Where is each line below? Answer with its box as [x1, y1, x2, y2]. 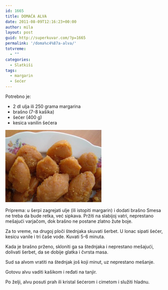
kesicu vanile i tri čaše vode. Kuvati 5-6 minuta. [5, 234, 106, 240]
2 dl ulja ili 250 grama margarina [12, 103, 81, 109]
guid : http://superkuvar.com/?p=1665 [5, 35, 86, 41]
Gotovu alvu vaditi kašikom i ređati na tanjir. [5, 269, 97, 275]
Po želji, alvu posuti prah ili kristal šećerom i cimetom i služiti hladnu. [5, 279, 150, 285]
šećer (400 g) [12, 114, 43, 120]
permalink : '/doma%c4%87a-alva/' [5, 41, 77, 46]
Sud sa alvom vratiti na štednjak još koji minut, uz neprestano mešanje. [5, 259, 155, 265]
